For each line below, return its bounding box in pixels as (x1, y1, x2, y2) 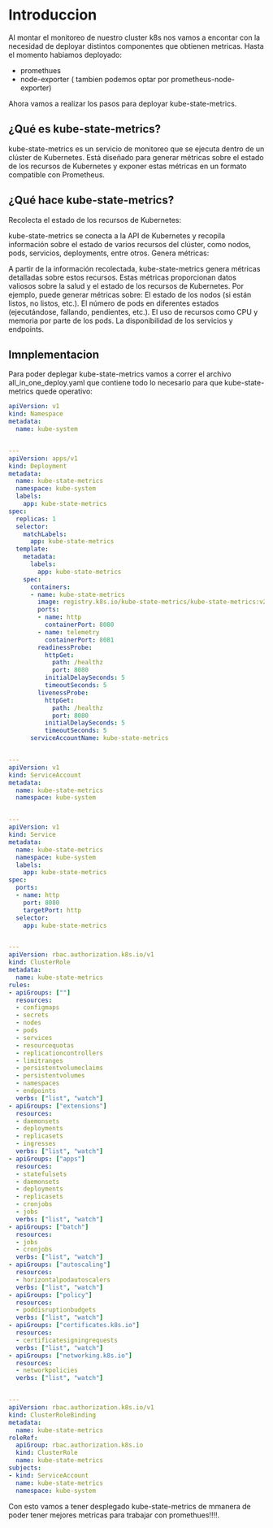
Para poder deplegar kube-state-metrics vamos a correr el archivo (8, 369, 232, 379)
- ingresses (15, 1140, 57, 1148)
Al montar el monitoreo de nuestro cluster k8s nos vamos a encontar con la (8, 33, 261, 42)
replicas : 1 (15, 515, 57, 523)
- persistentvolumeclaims (15, 1064, 104, 1073)
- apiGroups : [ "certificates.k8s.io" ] (8, 1321, 140, 1330)
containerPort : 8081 (44, 636, 115, 644)
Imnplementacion (8, 347, 100, 361)
